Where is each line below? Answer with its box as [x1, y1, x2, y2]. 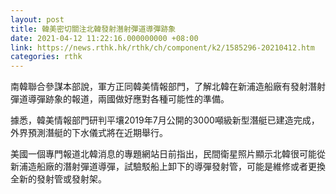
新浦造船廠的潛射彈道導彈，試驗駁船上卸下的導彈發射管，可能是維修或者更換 [10, 161, 326, 173]
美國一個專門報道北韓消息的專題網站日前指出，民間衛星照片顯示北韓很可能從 [10, 148, 326, 160]
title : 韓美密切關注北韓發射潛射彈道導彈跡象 [10, 24, 177, 34]
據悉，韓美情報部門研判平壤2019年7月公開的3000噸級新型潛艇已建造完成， [10, 114, 320, 126]
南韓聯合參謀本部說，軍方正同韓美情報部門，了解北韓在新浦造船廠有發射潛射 [10, 81, 326, 93]
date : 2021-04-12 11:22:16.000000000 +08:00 [10, 33, 199, 43]
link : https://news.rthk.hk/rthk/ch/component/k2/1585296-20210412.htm [10, 42, 315, 53]
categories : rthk [10, 52, 83, 62]
